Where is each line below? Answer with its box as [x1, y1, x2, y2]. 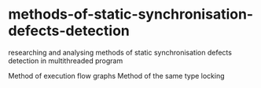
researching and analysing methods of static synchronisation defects [8, 48, 232, 57]
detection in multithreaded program [8, 56, 123, 65]
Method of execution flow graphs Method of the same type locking [8, 71, 226, 80]
